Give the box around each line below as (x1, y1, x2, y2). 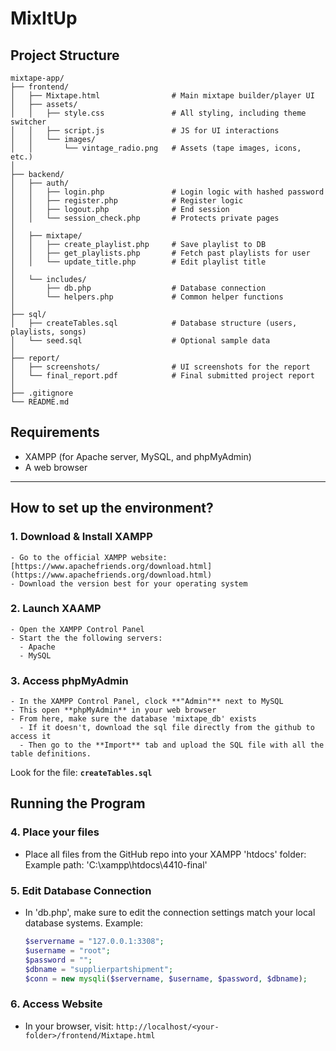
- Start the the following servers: (10, 633, 163, 643)
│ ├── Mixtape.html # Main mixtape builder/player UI (10, 91, 315, 101)
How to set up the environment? (10, 500, 214, 517)
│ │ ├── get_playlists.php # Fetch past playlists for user (10, 248, 311, 258)
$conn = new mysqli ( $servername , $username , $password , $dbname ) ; (24, 973, 308, 984)
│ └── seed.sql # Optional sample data (10, 336, 271, 346)
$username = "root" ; (24, 945, 111, 956)
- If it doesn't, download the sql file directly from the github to (19, 723, 315, 733)
